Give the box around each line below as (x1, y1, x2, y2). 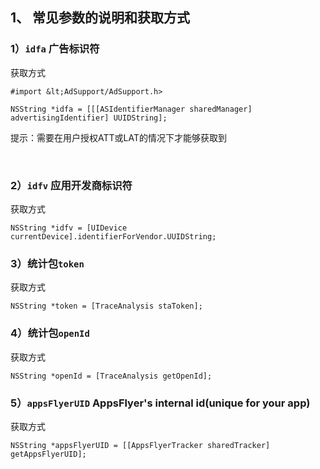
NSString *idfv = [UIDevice (10, 223, 128, 233)
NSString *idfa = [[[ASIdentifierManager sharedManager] (10, 104, 253, 114)
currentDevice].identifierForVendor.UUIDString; (10, 231, 217, 242)
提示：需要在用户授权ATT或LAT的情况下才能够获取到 (10, 131, 227, 143)
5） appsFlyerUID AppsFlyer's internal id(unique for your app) (10, 396, 311, 410)
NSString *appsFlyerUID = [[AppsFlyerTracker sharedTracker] (10, 440, 271, 450)
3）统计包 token (10, 256, 85, 270)
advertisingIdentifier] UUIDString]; (10, 113, 168, 123)
